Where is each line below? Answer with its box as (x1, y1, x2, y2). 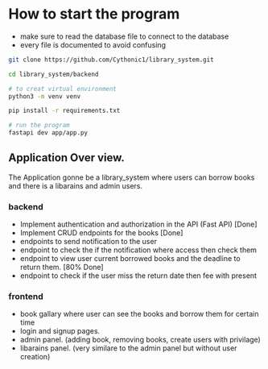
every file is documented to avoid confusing (19, 39, 167, 49)
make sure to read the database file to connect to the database (19, 31, 229, 41)
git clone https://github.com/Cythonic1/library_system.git (8, 56, 215, 64)
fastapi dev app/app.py (8, 129, 89, 137)
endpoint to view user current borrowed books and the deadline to (19, 254, 241, 263)
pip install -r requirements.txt (8, 106, 121, 115)
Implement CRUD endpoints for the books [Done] (19, 228, 183, 238)
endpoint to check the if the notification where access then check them (19, 245, 258, 255)
